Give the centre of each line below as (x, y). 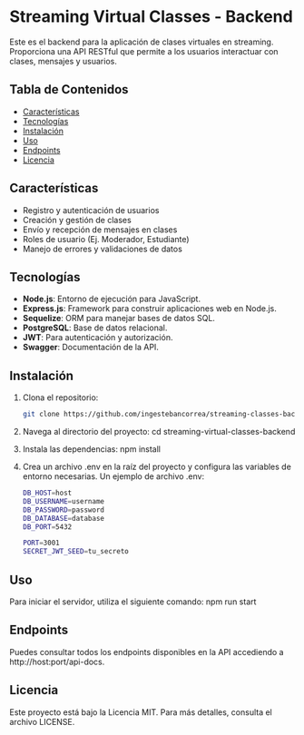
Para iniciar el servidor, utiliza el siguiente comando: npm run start (133, 602)
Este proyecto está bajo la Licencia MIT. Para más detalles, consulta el (141, 712)
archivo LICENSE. (42, 721)
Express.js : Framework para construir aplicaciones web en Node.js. (149, 309)
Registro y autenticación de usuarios (91, 210)
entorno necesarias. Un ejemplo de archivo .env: (113, 476)
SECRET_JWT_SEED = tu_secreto (75, 552)
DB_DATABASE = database (63, 518)
